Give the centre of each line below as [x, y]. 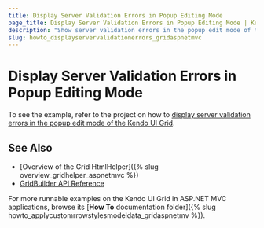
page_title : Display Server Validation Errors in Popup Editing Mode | [128, 23]
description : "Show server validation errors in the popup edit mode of [130, 30]
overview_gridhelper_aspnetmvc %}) [79, 175]
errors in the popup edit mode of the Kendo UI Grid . [92, 123]
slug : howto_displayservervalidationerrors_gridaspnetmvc [105, 37]
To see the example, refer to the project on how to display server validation [130, 115]
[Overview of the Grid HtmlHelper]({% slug [89, 167]
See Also [30, 147]
